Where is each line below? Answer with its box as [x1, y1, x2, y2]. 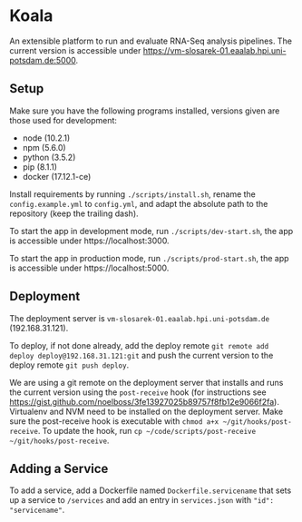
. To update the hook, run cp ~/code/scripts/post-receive [37, 425, 257, 436]
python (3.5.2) [22, 152, 76, 163]
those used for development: [9, 114, 118, 125]
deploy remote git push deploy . [9, 359, 130, 370]
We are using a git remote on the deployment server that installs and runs [9, 377, 284, 388]
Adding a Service [9, 460, 109, 477]
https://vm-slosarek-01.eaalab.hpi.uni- [142, 44, 287, 55]
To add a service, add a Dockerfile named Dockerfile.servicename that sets [9, 485, 292, 496]
